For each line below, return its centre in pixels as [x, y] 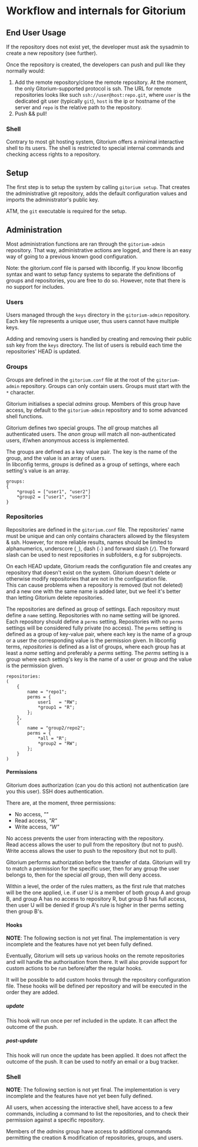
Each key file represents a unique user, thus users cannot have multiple [93, 321]
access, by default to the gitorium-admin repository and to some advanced [97, 410]
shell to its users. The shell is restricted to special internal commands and [95, 148]
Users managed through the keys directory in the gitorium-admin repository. [98, 315]
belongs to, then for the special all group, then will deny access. [84, 875]
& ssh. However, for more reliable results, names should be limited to [89, 542]
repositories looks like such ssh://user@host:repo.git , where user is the [103, 95]
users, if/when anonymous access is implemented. [68, 440]
